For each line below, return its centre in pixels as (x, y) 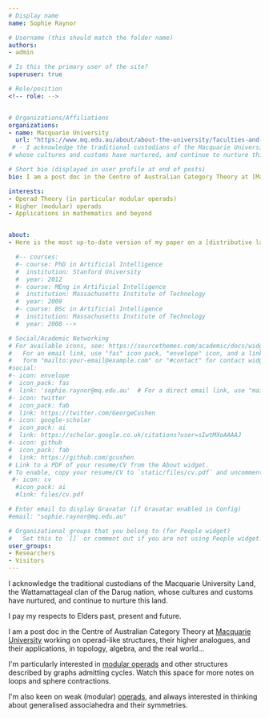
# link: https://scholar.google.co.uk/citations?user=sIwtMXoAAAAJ (125, 435)
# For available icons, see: (57, 346)
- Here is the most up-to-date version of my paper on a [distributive (130, 243)
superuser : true (35, 74)
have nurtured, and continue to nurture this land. (88, 600)
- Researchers (32, 553)
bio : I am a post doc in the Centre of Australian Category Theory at (128, 177)
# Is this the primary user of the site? (78, 67)
